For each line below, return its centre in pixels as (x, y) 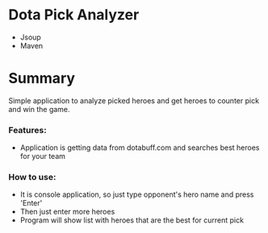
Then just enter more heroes (67, 212)
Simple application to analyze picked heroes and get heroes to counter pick (134, 100)
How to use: (32, 177)
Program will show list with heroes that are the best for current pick (132, 220)
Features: (27, 130)
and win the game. (39, 109)
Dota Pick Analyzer (74, 15)
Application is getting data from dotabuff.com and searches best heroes (140, 148)
